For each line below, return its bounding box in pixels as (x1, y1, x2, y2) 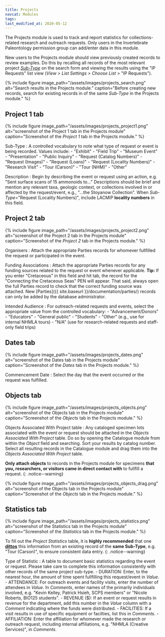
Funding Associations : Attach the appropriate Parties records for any (5, 262, 146, 268)
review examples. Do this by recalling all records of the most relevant (5, 60, 145, 66)
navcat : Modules (5, 12, 38, 17)
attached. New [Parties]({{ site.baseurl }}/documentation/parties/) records (5, 288, 156, 294)
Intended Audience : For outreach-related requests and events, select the (5, 303, 154, 309)
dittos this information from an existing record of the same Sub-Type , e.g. (5, 544, 156, 550)
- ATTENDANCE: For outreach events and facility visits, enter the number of (5, 579, 159, 585)
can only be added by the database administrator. (5, 293, 106, 299)
